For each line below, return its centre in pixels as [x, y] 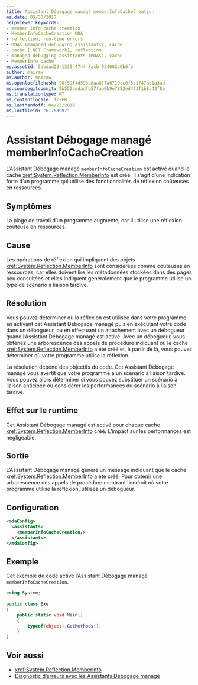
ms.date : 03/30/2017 [32, 17]
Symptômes [29, 206]
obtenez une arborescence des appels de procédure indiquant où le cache [97, 342]
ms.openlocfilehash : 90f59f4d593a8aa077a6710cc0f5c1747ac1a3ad [86, 83]
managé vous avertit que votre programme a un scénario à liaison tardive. [96, 373]
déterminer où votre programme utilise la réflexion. [68, 355]
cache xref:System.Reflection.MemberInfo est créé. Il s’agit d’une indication [98, 175]
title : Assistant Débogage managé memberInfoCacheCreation [80, 12]
